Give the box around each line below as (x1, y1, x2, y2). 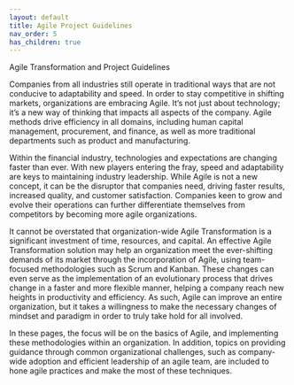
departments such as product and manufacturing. (9, 135, 190, 146)
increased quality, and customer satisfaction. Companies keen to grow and (9, 190, 282, 201)
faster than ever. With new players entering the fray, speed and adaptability (9, 162, 284, 173)
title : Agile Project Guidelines (9, 21, 133, 30)
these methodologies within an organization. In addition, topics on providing (9, 337, 286, 348)
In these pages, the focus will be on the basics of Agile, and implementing (9, 328, 279, 339)
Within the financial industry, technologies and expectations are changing (9, 152, 277, 164)
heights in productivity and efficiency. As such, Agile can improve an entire (9, 292, 282, 303)
